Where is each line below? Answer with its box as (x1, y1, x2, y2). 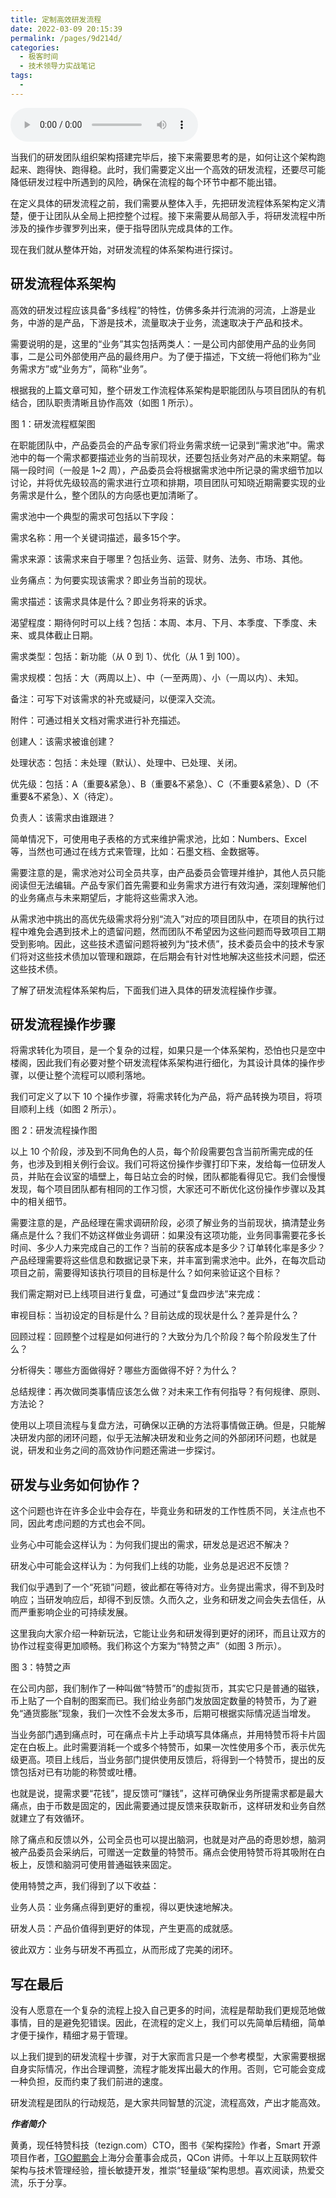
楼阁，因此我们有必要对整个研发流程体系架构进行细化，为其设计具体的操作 (10, 1057, 317, 1069)
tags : (10, 71, 33, 81)
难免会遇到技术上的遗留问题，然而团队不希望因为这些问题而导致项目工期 (27, 925, 326, 937)
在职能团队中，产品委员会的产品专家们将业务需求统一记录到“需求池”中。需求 (10, 439, 325, 451)
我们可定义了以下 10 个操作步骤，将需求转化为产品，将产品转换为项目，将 (10, 1091, 314, 1103)
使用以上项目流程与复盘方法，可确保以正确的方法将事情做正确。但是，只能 (10, 1419, 317, 1431)
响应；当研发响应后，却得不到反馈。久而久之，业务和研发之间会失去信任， (10, 1594, 317, 1606)
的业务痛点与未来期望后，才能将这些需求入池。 (10, 891, 203, 903)
